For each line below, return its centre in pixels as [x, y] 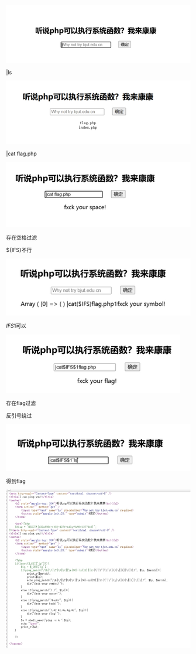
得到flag [16, 481]
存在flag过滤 [21, 403]
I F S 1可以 [16, 326]
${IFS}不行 [19, 250]
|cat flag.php [21, 154]
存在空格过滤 [21, 238]
